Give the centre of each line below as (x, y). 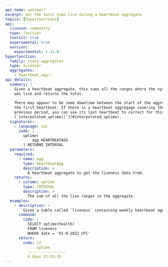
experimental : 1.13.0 (36, 52)
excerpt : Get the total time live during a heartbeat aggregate (73, 15)
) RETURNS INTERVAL (43, 145)
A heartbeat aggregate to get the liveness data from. (85, 173)
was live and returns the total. (49, 94)
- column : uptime (36, 182)
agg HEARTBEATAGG (50, 140)
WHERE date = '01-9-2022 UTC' (59, 233)
